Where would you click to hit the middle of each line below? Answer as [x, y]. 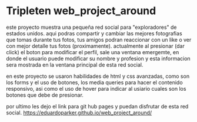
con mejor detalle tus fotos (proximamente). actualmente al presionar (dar [96, 46]
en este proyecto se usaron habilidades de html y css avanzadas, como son [98, 76]
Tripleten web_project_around [81, 11]
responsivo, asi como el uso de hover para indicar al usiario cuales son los [96, 88]
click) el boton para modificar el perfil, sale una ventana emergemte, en [93, 52]
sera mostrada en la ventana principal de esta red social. [75, 65]
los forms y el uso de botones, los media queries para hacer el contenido [95, 82]
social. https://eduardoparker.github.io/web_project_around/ [79, 113]
